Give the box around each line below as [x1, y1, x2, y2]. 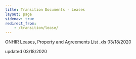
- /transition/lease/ [14, 26, 58, 30]
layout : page [5, 12, 32, 17]
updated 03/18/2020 [5, 49, 47, 55]
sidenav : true [5, 16, 35, 21]
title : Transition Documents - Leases [5, 7, 85, 12]
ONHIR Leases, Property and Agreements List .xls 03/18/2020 [5, 39, 132, 45]
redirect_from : [5, 21, 37, 26]
